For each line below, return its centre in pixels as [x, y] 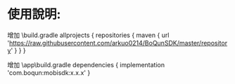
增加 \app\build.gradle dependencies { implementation [86, 64]
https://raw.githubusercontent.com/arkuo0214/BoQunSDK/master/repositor [118, 43]
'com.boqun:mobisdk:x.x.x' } [49, 72]
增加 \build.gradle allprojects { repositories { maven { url [88, 35]
